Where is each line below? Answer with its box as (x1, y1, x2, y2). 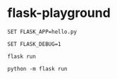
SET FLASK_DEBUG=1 (7, 40, 61, 47)
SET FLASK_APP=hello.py (7, 28, 78, 35)
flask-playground (7, 5, 111, 21)
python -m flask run (7, 65, 68, 72)
